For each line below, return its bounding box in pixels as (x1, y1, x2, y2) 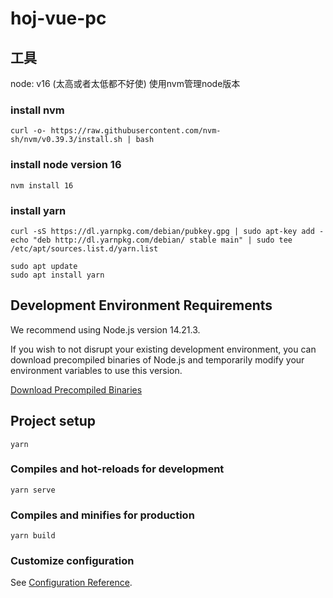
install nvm (10, 103, 65, 117)
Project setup (10, 413, 97, 430)
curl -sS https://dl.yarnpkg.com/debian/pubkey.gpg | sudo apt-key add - (10, 226, 325, 236)
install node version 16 (10, 158, 122, 172)
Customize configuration (10, 554, 135, 568)
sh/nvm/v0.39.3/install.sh (10, 135, 123, 145)
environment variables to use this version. (10, 364, 183, 376)
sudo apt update (10, 261, 78, 271)
